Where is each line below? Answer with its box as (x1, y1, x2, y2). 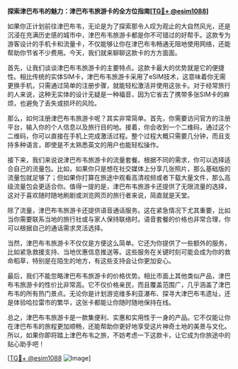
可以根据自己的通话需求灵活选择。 (7, 224, 107, 232)
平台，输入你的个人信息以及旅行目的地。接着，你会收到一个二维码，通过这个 (7, 123, 231, 131)
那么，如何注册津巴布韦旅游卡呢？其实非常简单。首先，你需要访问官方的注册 (7, 114, 231, 123)
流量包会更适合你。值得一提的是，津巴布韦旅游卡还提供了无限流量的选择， (13, 182, 231, 191)
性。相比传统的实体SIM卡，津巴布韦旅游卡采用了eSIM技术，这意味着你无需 (7, 72, 226, 81)
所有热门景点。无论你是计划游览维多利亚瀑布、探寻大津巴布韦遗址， (25, 290, 225, 297)
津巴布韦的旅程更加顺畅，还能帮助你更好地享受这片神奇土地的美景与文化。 (13, 322, 231, 330)
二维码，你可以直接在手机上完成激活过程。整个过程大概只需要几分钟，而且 (7, 132, 225, 140)
